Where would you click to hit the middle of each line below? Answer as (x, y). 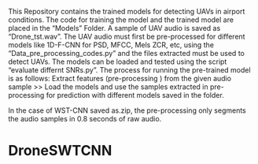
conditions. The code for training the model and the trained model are (121, 20)
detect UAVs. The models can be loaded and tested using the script (118, 61)
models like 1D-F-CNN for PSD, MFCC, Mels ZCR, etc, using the (111, 45)
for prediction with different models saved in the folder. (135, 95)
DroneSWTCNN (60, 151)
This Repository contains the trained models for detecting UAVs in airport (127, 11)
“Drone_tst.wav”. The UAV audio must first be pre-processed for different (127, 36)
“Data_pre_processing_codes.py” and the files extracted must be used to (127, 53)
